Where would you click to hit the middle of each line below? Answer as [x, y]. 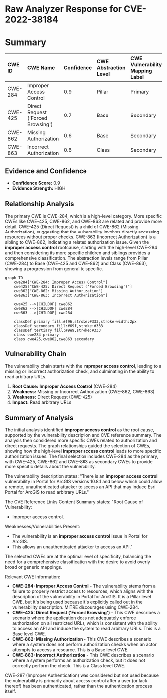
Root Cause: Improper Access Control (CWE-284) [65, 386]
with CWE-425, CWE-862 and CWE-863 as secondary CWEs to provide [79, 462]
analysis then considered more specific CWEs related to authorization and [81, 440]
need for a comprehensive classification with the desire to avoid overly [78, 562]
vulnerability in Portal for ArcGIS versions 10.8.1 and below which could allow [83, 482]
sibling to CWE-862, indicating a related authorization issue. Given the [77, 242]
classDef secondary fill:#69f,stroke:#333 [59, 326]
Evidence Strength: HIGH [39, 188]
